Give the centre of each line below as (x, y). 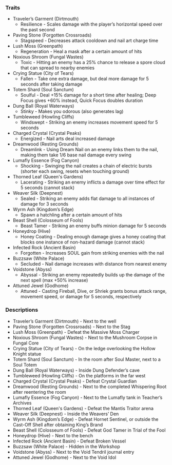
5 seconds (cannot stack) (47, 188)
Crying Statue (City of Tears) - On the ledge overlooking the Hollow (84, 348)
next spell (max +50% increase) (54, 280)
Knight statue (27, 354)
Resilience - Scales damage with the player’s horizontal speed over (91, 24)
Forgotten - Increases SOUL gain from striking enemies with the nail (92, 253)
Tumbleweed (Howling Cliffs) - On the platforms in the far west (79, 375)
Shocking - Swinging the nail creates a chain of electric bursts (86, 166)
